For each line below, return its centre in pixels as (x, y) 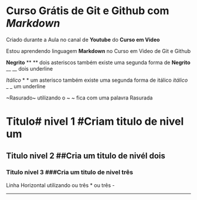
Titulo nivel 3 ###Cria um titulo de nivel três (70, 172)
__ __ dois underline (30, 68)
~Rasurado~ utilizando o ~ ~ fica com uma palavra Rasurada (79, 98)
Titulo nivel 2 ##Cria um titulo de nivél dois (86, 156)
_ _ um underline (26, 86)
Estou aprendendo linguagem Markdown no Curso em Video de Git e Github (98, 51)
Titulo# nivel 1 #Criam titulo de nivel (95, 121)
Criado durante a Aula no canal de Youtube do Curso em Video (83, 39)
